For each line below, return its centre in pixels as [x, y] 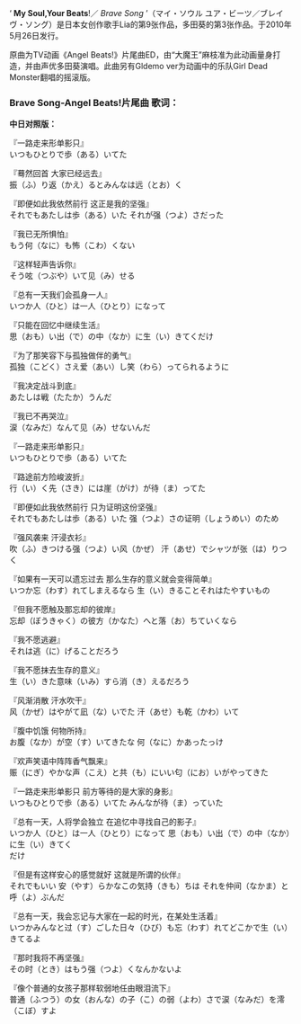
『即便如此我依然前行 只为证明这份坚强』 [85, 507]
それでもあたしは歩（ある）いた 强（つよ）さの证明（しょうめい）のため [144, 519]
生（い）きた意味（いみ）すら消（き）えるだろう [100, 681]
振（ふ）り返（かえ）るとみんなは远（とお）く [96, 185]
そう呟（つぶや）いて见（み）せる [72, 276]
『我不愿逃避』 [37, 640]
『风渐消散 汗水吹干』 [50, 700]
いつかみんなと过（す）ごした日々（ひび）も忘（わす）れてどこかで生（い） [151, 928]
